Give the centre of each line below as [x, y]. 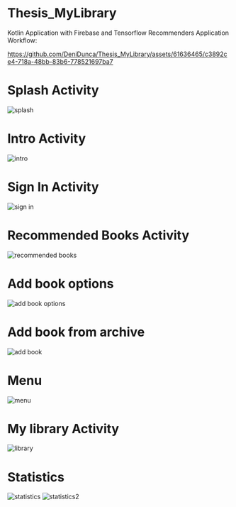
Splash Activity [53, 91]
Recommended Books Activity [99, 235]
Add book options [61, 284]
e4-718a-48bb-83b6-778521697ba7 [60, 61]
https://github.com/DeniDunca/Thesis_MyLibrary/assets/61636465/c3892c [118, 54]
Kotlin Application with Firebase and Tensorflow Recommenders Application [118, 33]
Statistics [36, 477]
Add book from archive [76, 332]
